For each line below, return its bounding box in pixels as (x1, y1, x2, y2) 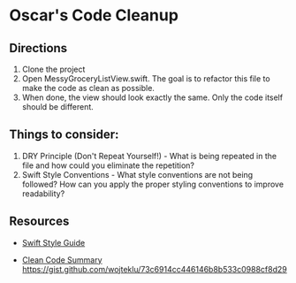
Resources (9, 214, 70, 229)
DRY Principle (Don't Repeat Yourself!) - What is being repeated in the (21, 150, 277, 161)
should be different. (21, 102, 95, 111)
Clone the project (21, 64, 86, 74)
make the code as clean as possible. (21, 83, 155, 93)
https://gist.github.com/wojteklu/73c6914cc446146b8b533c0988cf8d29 (21, 264, 287, 274)
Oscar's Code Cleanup (9, 5, 179, 26)
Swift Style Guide (21, 237, 86, 248)
